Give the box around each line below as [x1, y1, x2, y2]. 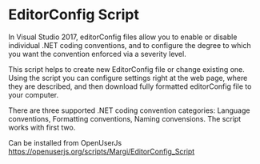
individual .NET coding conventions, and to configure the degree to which [8, 40, 251, 50]
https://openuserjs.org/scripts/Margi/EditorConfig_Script [8, 146, 195, 156]
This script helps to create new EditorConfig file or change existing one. [8, 64, 246, 74]
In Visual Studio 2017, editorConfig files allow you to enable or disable [8, 32, 238, 42]
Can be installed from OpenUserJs [8, 138, 122, 147]
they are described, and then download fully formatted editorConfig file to [8, 82, 252, 91]
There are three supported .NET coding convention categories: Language [8, 106, 250, 115]
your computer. [8, 90, 59, 99]
